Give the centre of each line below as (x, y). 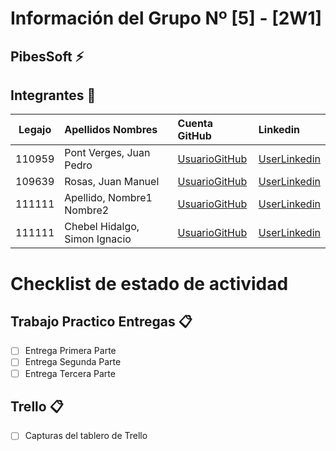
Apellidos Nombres (111, 130)
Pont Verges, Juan (107, 153)
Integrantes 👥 (53, 95)
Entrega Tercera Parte (70, 373)
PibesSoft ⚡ (47, 56)
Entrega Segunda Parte (73, 362)
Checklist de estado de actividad (149, 283)
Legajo (35, 130)
